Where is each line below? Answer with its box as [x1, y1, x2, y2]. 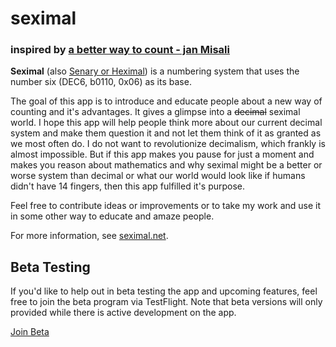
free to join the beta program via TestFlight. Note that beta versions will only [10, 296, 323, 308]
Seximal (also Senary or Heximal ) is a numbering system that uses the [10, 65, 300, 77]
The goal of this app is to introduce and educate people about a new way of [10, 95, 323, 107]
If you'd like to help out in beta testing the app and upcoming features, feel [10, 285, 318, 297]
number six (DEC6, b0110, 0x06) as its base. [10, 76, 192, 88]
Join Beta [10, 326, 50, 338]
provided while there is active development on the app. [10, 307, 237, 319]
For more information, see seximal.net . [10, 230, 169, 242]
